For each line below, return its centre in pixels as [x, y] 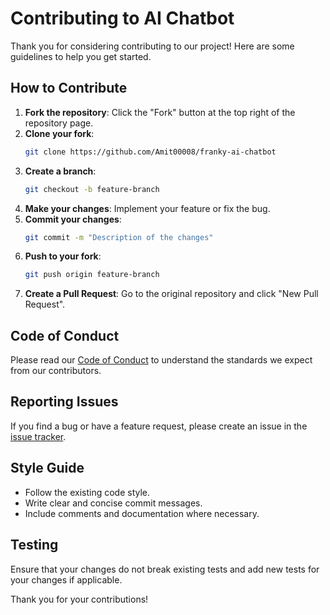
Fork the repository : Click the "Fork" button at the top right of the [160, 112]
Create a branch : [60, 171]
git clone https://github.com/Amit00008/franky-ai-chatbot [150, 152]
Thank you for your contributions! [79, 599]
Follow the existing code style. [87, 492]
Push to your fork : [63, 256]
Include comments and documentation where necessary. [142, 513]
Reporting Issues [64, 402]
